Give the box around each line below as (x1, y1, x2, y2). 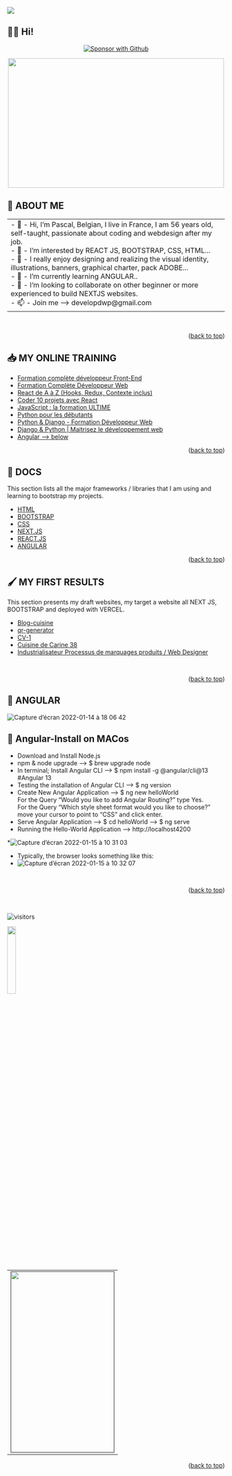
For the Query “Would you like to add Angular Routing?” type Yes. (17, 795, 204, 804)
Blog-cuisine (17, 619, 54, 627)
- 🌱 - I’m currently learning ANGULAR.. (10, 271, 138, 281)
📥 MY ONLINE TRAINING (7, 352, 117, 364)
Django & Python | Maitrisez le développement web (17, 425, 164, 434)
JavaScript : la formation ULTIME (17, 403, 111, 412)
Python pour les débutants (17, 411, 93, 419)
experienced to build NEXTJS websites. (10, 289, 138, 298)
